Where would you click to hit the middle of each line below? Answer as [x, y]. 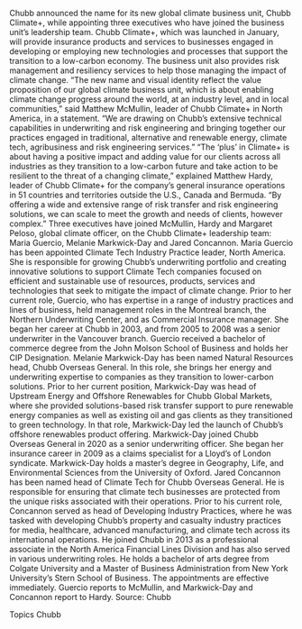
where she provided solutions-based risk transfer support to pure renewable [151, 406]
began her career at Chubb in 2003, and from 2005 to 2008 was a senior [145, 329]
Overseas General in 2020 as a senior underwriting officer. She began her [146, 444]
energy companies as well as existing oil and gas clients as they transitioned [151, 415]
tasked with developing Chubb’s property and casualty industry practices [146, 520]
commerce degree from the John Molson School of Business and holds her [149, 348]
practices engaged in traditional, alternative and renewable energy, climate [148, 137]
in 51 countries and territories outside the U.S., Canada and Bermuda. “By [146, 195]
